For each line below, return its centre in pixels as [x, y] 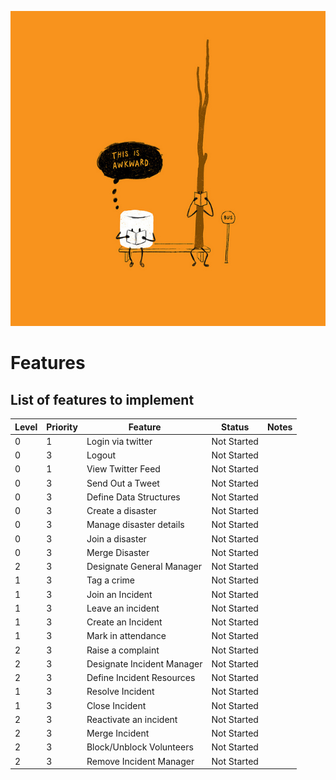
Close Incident [116, 705]
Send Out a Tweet [123, 483]
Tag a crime [110, 580]
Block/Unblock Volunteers [140, 747]
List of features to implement [102, 399]
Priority [62, 427]
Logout [101, 455]
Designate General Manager [144, 566]
